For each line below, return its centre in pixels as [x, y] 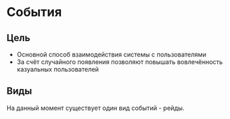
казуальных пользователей [58, 69]
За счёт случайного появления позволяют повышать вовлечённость [120, 62]
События [34, 12]
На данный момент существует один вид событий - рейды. [96, 108]
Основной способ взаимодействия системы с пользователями [111, 54]
